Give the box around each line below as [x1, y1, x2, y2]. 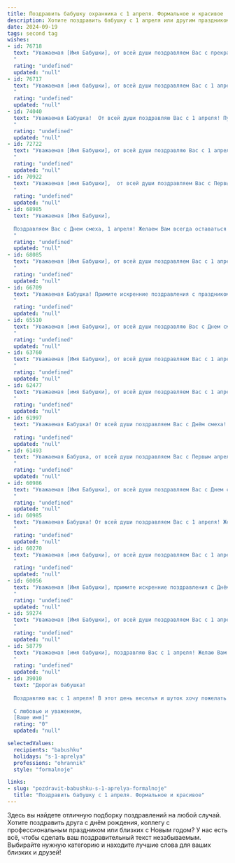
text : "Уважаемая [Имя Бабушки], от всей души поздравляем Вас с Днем [13, 486, 224, 493]
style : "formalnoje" [13, 766, 73, 773]
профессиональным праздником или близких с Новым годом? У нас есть [7, 825, 228, 834]
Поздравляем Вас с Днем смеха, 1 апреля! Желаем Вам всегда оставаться [13, 225, 227, 232]
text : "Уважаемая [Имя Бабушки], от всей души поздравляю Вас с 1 [13, 147, 211, 154]
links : [7, 779, 27, 786]
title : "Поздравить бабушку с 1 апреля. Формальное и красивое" [13, 791, 205, 799]
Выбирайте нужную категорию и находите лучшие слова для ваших [7, 841, 211, 849]
